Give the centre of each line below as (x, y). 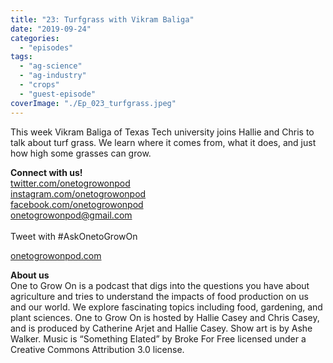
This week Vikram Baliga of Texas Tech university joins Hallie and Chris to (162, 132)
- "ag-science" (51, 66)
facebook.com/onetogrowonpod (77, 204)
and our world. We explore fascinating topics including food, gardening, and (166, 307)
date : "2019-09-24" (51, 29)
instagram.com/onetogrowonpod (78, 193)
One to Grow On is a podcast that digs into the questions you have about (160, 285)
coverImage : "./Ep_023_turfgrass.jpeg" (93, 103)
